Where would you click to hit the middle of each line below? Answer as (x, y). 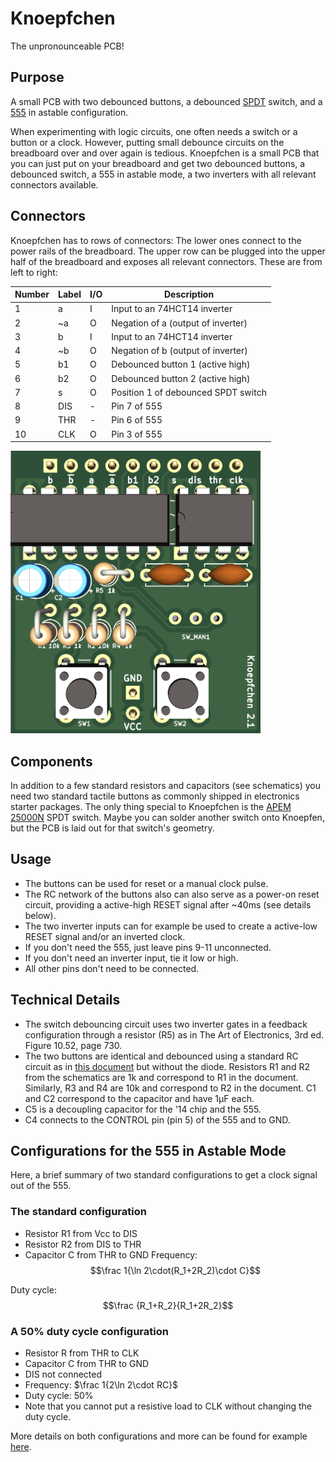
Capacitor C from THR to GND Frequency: (111, 1254)
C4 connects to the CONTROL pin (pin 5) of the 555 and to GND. (157, 1119)
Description (189, 294)
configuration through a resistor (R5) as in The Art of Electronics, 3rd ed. (174, 1034)
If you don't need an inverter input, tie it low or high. (131, 958)
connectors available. (54, 184)
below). (40, 915)
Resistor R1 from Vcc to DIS (81, 1233)
